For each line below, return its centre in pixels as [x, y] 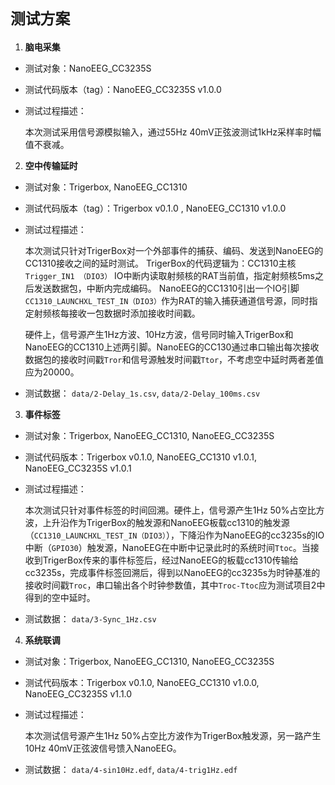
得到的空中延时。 [60, 597]
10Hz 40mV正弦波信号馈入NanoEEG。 [103, 748]
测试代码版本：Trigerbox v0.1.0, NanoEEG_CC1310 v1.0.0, [142, 682]
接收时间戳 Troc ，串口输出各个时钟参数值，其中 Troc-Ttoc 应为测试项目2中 [175, 585]
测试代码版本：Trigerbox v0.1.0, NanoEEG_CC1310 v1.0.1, [141, 457]
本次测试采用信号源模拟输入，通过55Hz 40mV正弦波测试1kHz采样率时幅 [173, 132]
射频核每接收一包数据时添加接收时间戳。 [117, 313]
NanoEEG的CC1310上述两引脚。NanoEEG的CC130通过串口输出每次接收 [172, 347]
